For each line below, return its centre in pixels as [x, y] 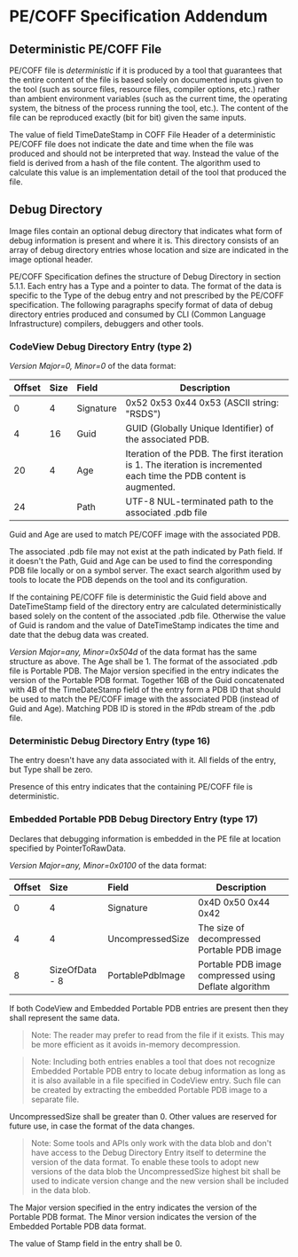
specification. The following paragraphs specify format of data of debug [141, 304]
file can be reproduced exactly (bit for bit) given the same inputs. [128, 118]
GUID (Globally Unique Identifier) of [200, 428]
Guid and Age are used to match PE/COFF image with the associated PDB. [145, 535]
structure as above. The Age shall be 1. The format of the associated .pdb [143, 662]
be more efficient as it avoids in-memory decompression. [136, 1044]
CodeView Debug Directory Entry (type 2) [101, 346]
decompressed [230, 939]
